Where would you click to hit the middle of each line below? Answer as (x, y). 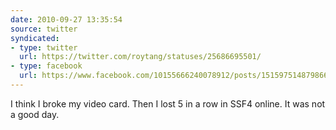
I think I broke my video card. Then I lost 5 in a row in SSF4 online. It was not (168, 103)
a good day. (35, 114)
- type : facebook (46, 66)
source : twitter (44, 29)
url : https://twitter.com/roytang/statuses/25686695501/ (140, 57)
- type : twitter (44, 47)
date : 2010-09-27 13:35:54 (66, 19)
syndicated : (35, 38)
